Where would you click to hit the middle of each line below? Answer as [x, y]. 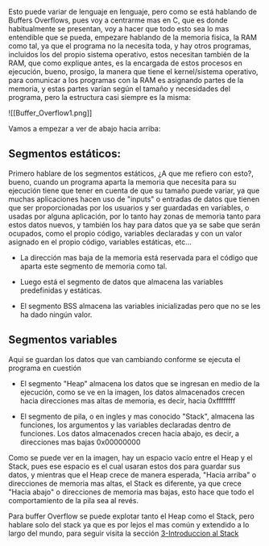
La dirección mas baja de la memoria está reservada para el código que [139, 257]
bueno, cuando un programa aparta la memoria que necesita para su [122, 181]
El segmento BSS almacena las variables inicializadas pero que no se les [140, 306]
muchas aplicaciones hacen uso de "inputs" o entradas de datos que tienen [134, 199]
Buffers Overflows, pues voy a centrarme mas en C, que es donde [118, 20]
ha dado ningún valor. [56, 315]
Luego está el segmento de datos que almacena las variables [122, 281]
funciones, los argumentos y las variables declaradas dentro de [125, 425]
